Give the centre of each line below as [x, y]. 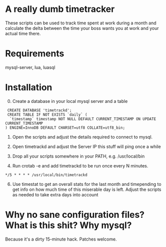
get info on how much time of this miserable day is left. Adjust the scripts [87, 189]
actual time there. [23, 33]
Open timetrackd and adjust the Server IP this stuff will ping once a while [86, 146]
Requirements [35, 54]
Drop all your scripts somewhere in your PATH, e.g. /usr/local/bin [79, 156]
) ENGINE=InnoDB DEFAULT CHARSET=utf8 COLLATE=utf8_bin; [65, 128]
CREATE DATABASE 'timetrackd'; [39, 110]
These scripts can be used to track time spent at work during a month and [81, 23]
